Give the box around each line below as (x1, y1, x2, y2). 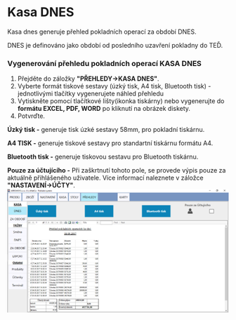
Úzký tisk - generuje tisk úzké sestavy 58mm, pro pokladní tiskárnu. (7, 126, 205, 134)
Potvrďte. (17, 112, 46, 120)
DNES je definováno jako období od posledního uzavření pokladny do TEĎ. (7, 41, 223, 49)
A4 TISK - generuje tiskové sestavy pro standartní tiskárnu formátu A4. (7, 139, 214, 147)
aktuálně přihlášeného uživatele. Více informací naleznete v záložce (7, 173, 204, 182)
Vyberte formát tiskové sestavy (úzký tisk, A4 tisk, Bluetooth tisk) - (17, 82, 211, 91)
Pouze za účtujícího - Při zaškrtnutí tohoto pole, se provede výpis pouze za (7, 166, 226, 175)
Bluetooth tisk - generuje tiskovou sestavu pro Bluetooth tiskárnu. (7, 152, 199, 161)
